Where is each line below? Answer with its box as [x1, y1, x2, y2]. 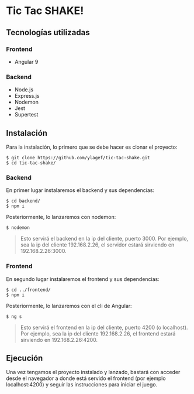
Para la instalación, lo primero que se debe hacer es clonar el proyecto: [6, 143, 178, 150]
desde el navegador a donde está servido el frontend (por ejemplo [6, 375, 166, 382]
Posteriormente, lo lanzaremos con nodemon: [6, 214, 116, 221]
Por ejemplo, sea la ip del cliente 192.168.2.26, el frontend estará [20, 330, 176, 337]
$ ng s [6, 313, 22, 320]
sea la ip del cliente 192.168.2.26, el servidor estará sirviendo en [20, 241, 175, 248]
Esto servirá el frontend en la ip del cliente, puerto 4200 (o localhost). [20, 324, 188, 331]
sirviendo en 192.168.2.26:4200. [20, 336, 98, 343]
